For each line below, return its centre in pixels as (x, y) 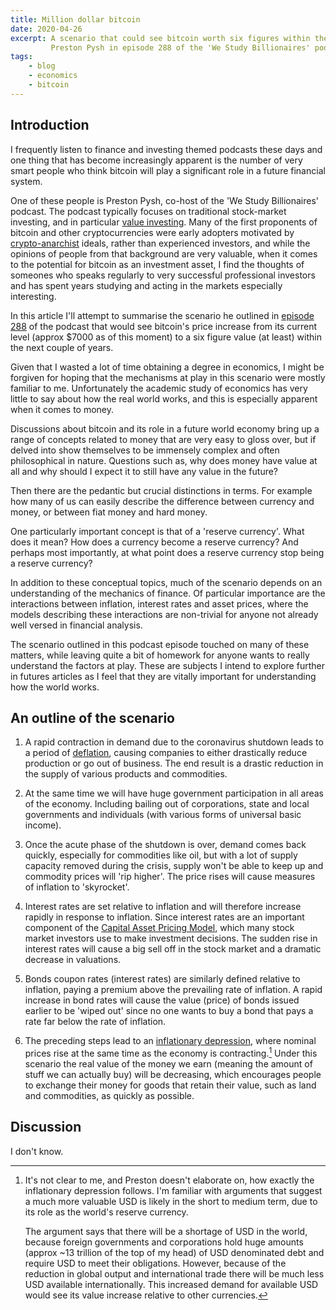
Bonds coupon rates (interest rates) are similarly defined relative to (162, 979)
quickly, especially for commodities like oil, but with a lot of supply (161, 855)
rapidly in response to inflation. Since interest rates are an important (164, 917)
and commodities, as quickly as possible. (109, 1096)
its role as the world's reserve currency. (106, 1212)
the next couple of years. (62, 347)
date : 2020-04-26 (46, 29)
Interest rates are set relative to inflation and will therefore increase (163, 907)
